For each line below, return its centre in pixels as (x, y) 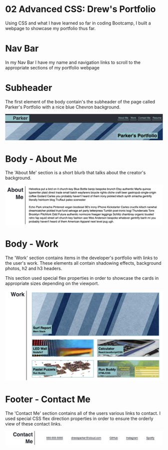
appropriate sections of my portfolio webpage (52, 67)
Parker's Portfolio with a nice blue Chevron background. (63, 107)
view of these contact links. (33, 424)
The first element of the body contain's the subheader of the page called (80, 101)
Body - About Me (41, 159)
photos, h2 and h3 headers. (34, 268)
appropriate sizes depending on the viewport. (52, 283)
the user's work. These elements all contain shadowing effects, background (83, 263)
